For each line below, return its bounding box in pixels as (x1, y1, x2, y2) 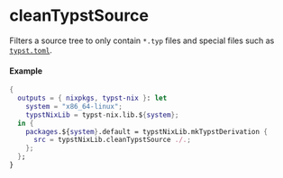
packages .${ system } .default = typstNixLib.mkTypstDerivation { (25, 127, 269, 136)
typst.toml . (9, 44, 52, 55)
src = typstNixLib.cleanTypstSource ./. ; (32, 136, 192, 145)
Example (9, 65, 43, 76)
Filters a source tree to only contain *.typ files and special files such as (9, 35, 275, 46)
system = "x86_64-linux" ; (25, 102, 123, 111)
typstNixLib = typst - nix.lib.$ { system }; (25, 110, 179, 120)
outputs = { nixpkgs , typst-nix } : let (17, 93, 168, 103)
